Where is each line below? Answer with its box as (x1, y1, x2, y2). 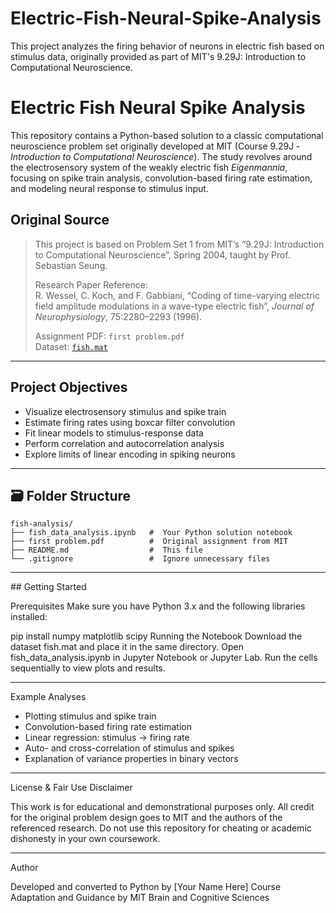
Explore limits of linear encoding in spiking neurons (24, 448, 236, 460)
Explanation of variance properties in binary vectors (24, 753, 239, 765)
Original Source (10, 212, 110, 229)
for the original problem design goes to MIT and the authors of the (10, 812, 283, 824)
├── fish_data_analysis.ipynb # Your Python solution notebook (10, 528, 293, 538)
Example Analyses (10, 691, 87, 703)
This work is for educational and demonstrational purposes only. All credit (10, 801, 315, 813)
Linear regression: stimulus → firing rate (24, 732, 190, 744)
